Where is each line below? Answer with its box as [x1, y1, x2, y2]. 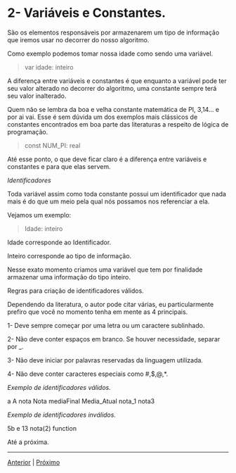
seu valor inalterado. [7, 92, 67, 100]
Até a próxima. [7, 438, 49, 446]
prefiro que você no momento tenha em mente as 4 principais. [7, 308, 188, 316]
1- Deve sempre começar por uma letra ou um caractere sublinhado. [7, 321, 205, 329]
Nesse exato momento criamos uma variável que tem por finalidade [7, 265, 203, 274]
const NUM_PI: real [24, 141, 81, 149]
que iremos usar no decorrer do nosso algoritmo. [7, 35, 150, 44]
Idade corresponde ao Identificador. [7, 238, 112, 246]
